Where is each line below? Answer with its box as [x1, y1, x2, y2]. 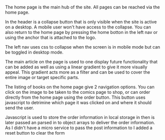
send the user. [5, 105, 34, 111]
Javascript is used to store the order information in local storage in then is [5, 114, 155, 120]
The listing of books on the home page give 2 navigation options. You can [5, 84, 155, 90]
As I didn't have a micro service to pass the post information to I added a [5, 125, 153, 131]
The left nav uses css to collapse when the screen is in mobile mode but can [5, 44, 161, 50]
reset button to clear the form [5, 130, 65, 136]
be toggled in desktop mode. [5, 49, 64, 55]
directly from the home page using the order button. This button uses [5, 94, 146, 100]
